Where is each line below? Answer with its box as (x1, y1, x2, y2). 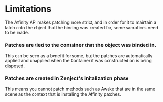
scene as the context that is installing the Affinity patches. (5, 91, 121, 97)
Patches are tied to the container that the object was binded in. (5, 42, 157, 48)
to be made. (5, 29, 29, 35)
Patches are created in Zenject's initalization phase (5, 75, 129, 82)
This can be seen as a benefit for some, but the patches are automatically (5, 53, 153, 58)
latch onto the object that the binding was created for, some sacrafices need (5, 24, 158, 30)
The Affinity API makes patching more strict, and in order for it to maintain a (5, 19, 157, 25)
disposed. (5, 63, 25, 69)
